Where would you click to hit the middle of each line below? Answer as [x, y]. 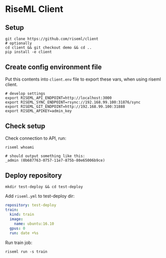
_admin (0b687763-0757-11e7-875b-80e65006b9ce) [55, 160]
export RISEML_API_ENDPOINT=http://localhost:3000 [58, 98]
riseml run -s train [27, 252]
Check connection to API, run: [36, 138]
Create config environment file [54, 67]
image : [16, 219]
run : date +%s [24, 233]
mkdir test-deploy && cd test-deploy [44, 187]
